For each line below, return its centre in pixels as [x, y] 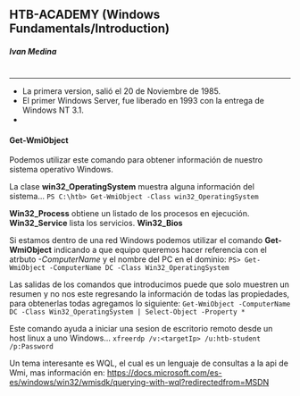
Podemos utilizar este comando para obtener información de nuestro [136, 160]
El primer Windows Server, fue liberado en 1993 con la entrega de [143, 101]
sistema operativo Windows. [62, 170]
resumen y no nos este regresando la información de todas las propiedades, [150, 294]
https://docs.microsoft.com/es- [165, 373]
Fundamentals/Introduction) [90, 29]
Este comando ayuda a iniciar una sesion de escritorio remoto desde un [141, 329]
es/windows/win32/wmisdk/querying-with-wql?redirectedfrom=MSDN [139, 383]
